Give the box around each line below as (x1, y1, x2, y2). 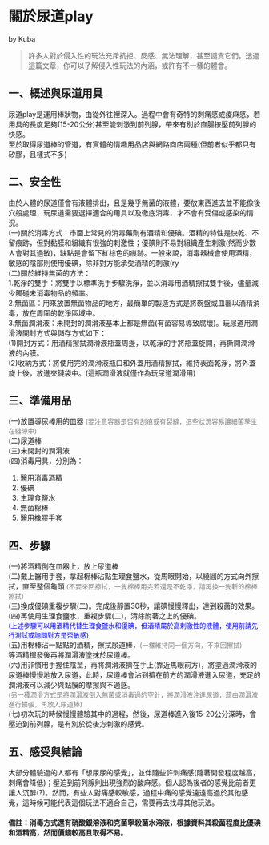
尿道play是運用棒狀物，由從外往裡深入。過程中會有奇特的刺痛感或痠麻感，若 (8, 109, 261, 119)
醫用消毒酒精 (19, 473, 62, 483)
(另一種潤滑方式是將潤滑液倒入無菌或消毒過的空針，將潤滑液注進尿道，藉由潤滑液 (8, 690, 259, 699)
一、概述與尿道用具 (8, 87, 103, 100)
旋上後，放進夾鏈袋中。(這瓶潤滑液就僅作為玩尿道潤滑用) (8, 368, 196, 377)
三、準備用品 (8, 393, 72, 407)
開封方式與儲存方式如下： (22, 328, 106, 337)
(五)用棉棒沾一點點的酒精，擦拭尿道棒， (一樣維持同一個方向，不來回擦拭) (8, 640, 243, 650)
